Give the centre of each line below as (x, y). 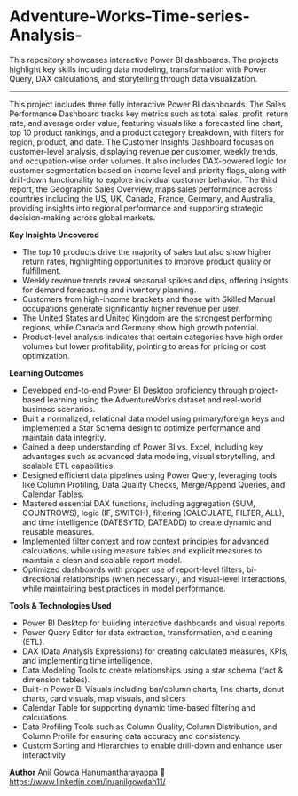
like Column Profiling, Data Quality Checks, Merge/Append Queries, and (153, 484)
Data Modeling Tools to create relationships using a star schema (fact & (153, 670)
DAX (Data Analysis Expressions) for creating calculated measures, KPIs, (155, 651)
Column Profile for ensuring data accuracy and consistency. (132, 736)
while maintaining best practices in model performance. (124, 588)
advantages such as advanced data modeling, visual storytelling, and (149, 456)
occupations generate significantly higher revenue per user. (131, 308)
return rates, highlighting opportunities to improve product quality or (147, 261)
